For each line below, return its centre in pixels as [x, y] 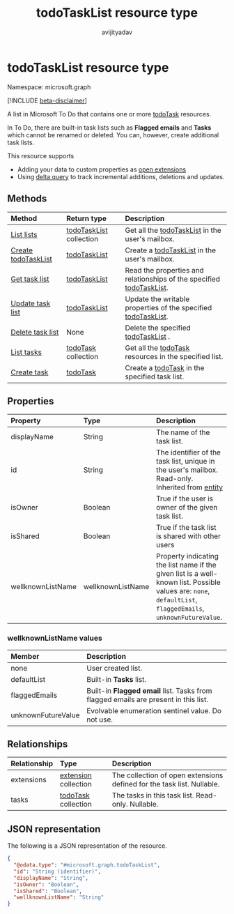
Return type [86, 218]
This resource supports [41, 155]
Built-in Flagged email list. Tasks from [149, 690]
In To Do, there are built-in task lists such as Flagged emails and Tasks [109, 128]
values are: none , [183, 591]
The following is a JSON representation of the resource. [87, 846]
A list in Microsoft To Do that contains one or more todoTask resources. [109, 114]
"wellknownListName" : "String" [59, 897]
